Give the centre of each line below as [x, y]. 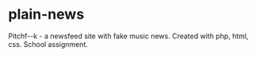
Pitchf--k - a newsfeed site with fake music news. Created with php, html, [128, 36]
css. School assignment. [48, 44]
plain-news [46, 14]
